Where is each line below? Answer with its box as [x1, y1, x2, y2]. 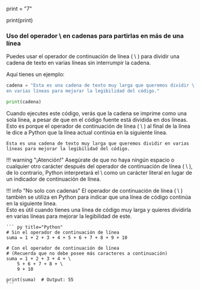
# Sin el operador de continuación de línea [6, 229, 120, 235]
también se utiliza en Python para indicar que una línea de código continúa [6, 193, 191, 201]
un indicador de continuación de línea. [6, 175, 101, 183]
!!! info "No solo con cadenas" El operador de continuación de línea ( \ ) [6, 187, 183, 194]
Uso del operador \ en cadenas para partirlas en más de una [6, 31, 184, 40]
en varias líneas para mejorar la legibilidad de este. [6, 213, 132, 220]
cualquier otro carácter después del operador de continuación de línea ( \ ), [6, 162, 193, 170]
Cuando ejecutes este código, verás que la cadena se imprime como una [6, 109, 187, 116]
